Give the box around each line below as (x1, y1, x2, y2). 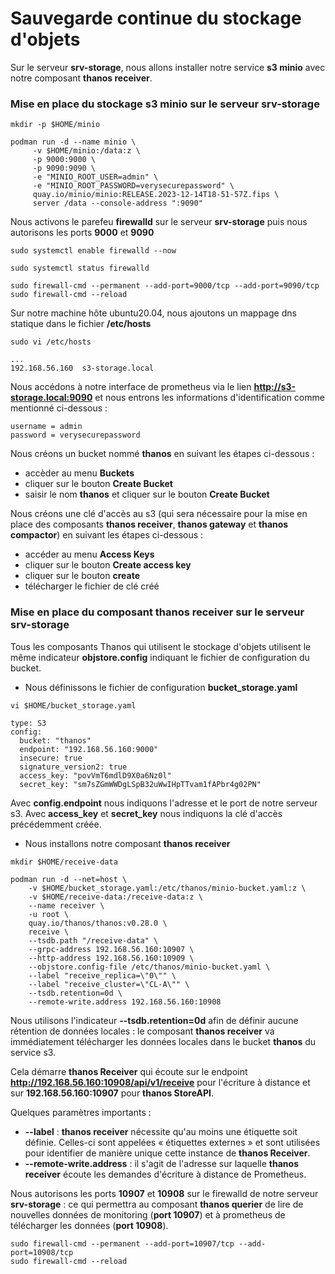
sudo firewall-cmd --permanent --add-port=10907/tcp (10, 1238, 235, 1249)
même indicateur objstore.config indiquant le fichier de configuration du (10, 651, 310, 663)
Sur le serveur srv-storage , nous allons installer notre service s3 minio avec (10, 61, 326, 73)
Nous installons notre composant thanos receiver (24, 837, 231, 849)
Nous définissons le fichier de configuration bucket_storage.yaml (24, 681, 298, 693)
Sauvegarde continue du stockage (10, 7, 302, 30)
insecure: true (19, 753, 83, 763)
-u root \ (28, 909, 70, 919)
